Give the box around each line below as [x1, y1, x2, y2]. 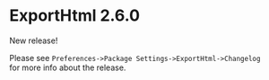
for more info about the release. [9, 62, 126, 73]
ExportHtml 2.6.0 [9, 5, 141, 26]
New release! [9, 35, 58, 46]
